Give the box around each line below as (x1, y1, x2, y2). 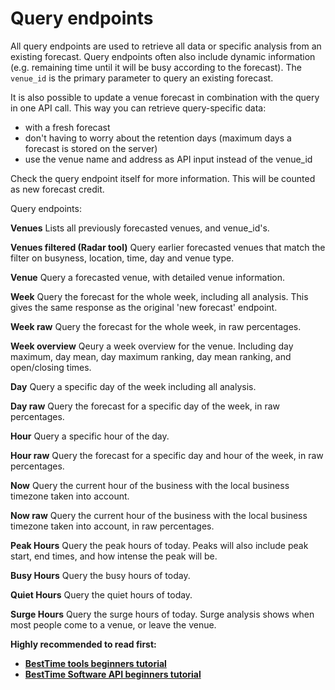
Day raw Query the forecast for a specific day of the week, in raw (10, 400, 280, 412)
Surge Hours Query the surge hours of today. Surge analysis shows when (10, 608, 315, 620)
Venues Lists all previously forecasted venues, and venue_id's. (10, 222, 270, 234)
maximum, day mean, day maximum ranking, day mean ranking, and (10, 350, 292, 362)
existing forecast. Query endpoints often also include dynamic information (10, 50, 316, 62)
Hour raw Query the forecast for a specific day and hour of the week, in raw (10, 449, 324, 461)
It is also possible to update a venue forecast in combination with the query (10, 91, 320, 103)
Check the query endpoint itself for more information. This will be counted (10, 172, 316, 184)
